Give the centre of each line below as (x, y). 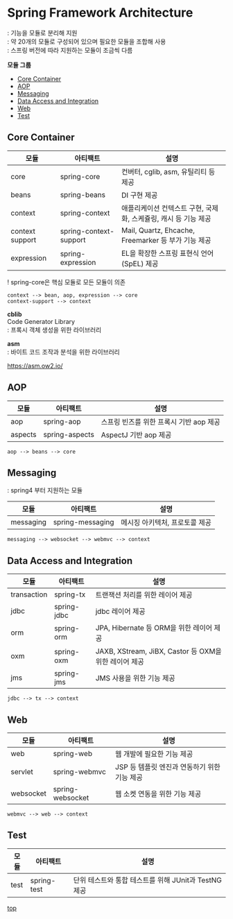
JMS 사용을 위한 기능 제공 (135, 678)
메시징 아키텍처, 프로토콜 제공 (166, 523)
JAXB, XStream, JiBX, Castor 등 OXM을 (158, 651)
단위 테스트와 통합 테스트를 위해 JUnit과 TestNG (147, 880)
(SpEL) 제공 (140, 264)
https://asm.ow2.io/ (35, 366)
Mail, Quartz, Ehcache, (158, 230)
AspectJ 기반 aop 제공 (136, 435)
